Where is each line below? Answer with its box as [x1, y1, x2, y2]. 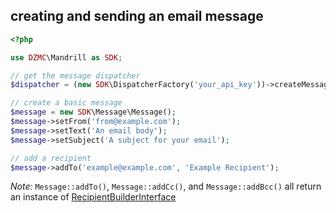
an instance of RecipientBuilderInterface [10, 191, 177, 203]
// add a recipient [10, 153, 92, 163]
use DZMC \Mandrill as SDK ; [10, 52, 123, 63]
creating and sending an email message [10, 8, 264, 25]
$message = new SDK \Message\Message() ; [10, 107, 177, 118]
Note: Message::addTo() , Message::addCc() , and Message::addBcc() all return [10, 180, 322, 193]
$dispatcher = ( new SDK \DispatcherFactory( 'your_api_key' [10, 80, 257, 90]
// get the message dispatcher [10, 70, 141, 81]
